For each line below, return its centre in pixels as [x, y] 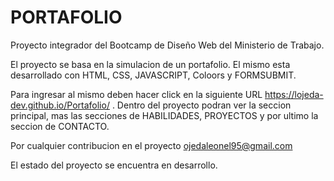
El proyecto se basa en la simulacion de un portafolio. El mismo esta [150, 64]
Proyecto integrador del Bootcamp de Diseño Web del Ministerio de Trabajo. [167, 45]
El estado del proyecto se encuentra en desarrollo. [114, 165]
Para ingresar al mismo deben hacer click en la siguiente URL [136, 94]
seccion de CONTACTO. [60, 126]
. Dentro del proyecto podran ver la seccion [201, 105]
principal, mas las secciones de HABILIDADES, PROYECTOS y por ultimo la [164, 115]
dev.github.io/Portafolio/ [60, 105]
